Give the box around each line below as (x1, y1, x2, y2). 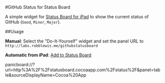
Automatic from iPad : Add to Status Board (5, 52, 92, 58)
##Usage (5, 29, 24, 34)
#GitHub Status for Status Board (5, 4, 70, 10)
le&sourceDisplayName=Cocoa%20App (5, 72, 87, 78)
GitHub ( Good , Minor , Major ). (5, 19, 61, 25)
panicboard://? (5, 62, 35, 67)
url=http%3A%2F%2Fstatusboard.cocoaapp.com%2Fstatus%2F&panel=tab (5, 67, 161, 73)
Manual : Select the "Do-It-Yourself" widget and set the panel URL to (5, 38, 144, 44)
